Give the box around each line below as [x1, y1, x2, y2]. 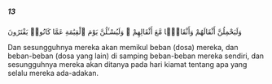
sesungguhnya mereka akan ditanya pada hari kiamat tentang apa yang [7, 59, 248, 69]
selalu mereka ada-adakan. [7, 68, 99, 78]
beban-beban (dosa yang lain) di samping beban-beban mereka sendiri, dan [7, 51, 265, 61]
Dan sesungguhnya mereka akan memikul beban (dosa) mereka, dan [7, 42, 239, 52]
